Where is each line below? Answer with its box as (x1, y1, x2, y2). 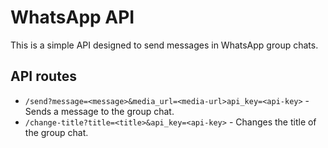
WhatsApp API (10, 6, 135, 29)
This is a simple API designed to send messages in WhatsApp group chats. (10, 39, 319, 51)
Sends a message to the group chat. (24, 105, 175, 117)
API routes (10, 68, 77, 85)
